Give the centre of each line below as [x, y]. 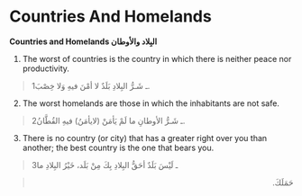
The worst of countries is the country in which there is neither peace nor [157, 58]
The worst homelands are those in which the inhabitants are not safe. [151, 103]
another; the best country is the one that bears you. [118, 147]
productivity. [46, 68]
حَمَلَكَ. [283, 183]
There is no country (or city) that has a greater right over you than [145, 138]
